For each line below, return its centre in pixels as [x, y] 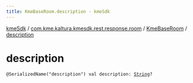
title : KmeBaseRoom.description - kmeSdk [58, 11]
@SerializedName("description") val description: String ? [79, 74]
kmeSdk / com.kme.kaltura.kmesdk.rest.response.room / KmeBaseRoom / [96, 28]
